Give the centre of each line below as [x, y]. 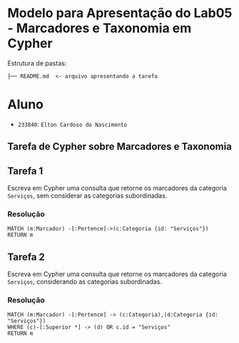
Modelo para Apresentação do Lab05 [120, 13]
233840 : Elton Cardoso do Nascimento [72, 124]
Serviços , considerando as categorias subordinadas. [85, 282]
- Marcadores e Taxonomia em [100, 28]
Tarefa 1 [25, 171]
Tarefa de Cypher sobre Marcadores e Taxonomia [119, 147]
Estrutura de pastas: [37, 63]
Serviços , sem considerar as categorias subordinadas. [87, 196]
